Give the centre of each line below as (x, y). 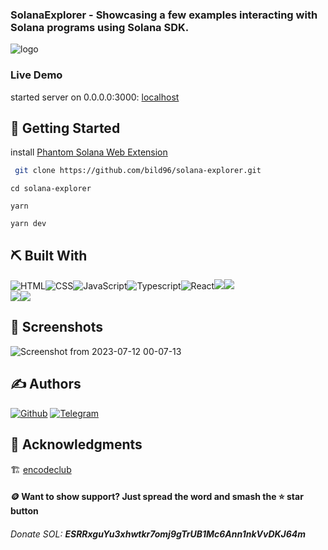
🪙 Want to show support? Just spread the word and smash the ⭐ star (157, 497)
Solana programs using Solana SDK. (100, 27)
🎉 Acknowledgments (76, 444)
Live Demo (36, 75)
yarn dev (28, 224)
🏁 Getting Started (65, 128)
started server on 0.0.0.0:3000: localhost (95, 97)
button (24, 511)
